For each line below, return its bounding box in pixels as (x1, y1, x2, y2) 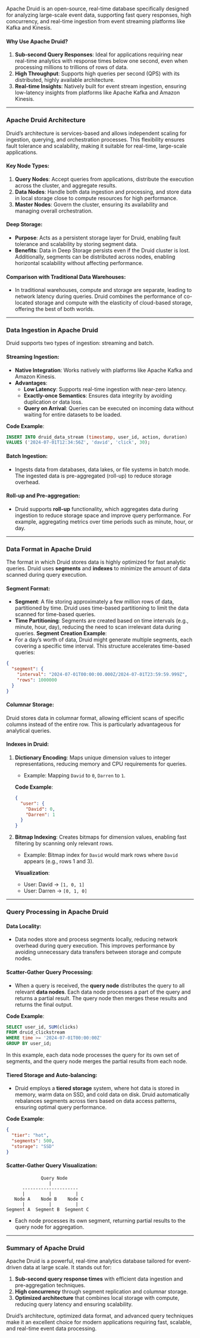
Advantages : (14, 379, 48, 386)
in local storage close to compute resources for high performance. (14, 194, 178, 202)
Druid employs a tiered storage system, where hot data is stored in (14, 1085, 180, 1092)
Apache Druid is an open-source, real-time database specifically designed (6, 5, 189, 12)
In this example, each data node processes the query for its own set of (6, 1051, 180, 1059)
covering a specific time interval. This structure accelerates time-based (14, 642, 190, 650)
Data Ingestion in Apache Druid (6, 326, 98, 334)
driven (6, 1264, 22, 1271)
